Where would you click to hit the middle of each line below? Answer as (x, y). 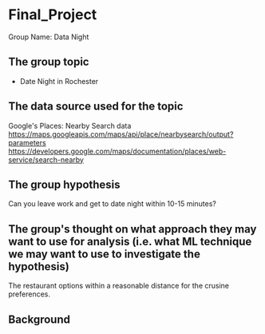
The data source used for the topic (96, 107)
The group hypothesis (65, 184)
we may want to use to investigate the (105, 254)
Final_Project (53, 15)
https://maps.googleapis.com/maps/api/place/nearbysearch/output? (121, 134)
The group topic (49, 62)
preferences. (29, 294)
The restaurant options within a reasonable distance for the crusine (119, 286)
